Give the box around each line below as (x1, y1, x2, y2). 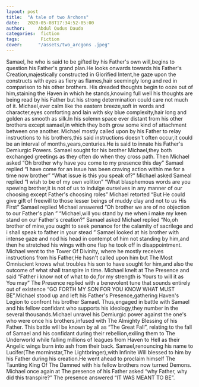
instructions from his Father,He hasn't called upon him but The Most (6, 254, 173, 261)
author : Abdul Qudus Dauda (6, 25, 84, 32)
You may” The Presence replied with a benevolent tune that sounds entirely (6, 279, 191, 286)
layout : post (6, 8, 39, 15)
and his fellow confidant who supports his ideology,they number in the (6, 304, 178, 312)
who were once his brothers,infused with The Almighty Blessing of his (6, 317, 178, 324)
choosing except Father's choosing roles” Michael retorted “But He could (6, 191, 185, 198)
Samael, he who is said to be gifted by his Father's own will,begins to (6, 58, 175, 65)
